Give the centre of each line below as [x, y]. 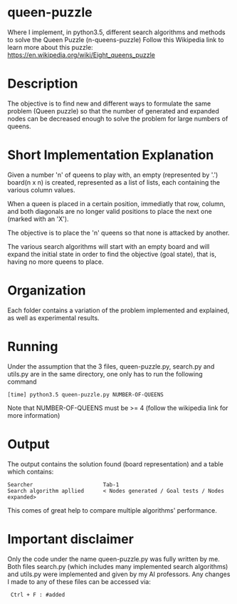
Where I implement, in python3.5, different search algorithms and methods [116, 32]
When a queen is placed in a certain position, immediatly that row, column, [116, 203]
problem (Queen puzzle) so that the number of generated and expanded [113, 111]
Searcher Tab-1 [63, 485]
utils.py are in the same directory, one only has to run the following [105, 374]
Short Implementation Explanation [111, 155]
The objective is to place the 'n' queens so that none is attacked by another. [118, 232]
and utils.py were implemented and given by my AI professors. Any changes [119, 574]
